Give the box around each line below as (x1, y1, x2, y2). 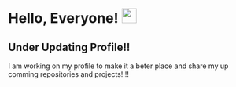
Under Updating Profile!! (8, 40, 131, 54)
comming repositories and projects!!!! (8, 70, 130, 78)
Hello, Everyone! (8, 9, 119, 27)
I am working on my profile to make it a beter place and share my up (8, 61, 229, 71)
